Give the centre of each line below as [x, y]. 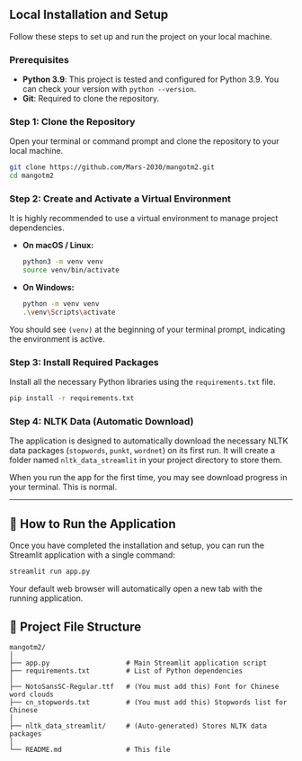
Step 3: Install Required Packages [84, 362]
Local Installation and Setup [89, 15]
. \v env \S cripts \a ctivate [69, 313]
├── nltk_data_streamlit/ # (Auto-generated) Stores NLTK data [138, 726]
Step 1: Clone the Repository [72, 122]
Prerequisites [39, 59]
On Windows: [48, 288]
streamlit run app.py [50, 572]
